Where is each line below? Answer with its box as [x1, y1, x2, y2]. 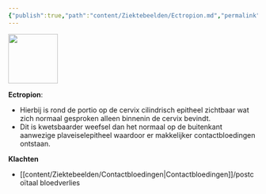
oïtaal [19, 177, 39, 187]
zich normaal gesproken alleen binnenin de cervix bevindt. [19, 113, 211, 123]
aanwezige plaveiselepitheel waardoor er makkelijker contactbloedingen [19, 130, 256, 139]
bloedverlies [39, 177, 81, 187]
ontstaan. [19, 139, 51, 148]
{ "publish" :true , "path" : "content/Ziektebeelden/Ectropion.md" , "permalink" [8, 11, 260, 20]
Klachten [8, 154, 39, 163]
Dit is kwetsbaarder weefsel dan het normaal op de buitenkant [19, 122, 223, 131]
